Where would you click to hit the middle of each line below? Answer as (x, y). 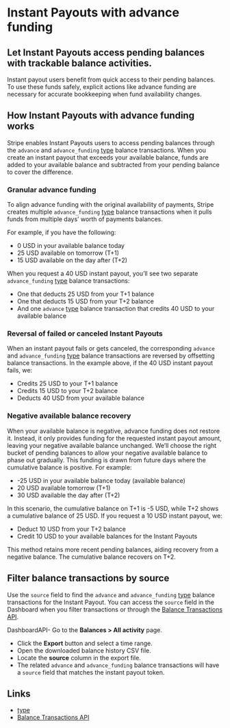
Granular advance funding (52, 190)
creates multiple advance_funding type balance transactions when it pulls (110, 212)
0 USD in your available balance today (71, 246)
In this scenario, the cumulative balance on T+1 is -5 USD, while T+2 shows (113, 508)
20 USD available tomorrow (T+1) (64, 488)
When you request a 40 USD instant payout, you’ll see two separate (103, 274)
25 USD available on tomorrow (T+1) (68, 253)
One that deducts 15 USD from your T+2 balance (85, 301)
